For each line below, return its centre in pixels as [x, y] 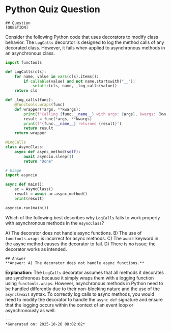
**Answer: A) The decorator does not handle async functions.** [75, 263]
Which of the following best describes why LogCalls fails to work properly [83, 217]
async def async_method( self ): [48, 151]
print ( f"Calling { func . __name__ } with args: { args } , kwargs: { [92, 114]
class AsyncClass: [25, 147]
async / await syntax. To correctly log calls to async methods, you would [80, 294]
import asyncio [21, 175]
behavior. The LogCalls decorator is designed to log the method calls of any [85, 42]
